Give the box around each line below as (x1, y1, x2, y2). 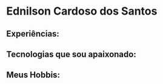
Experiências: (6, 29, 59, 39)
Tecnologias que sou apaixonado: (6, 49, 136, 59)
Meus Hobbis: (6, 70, 61, 80)
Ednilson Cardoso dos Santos (6, 4, 158, 18)
